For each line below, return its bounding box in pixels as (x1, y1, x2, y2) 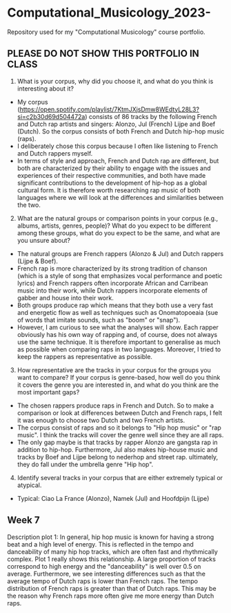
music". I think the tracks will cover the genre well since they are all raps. (17, 430, 224, 439)
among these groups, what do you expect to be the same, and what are (17, 228, 221, 237)
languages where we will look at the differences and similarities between (17, 193, 224, 201)
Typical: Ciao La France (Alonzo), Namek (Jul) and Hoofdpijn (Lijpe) (17, 494, 210, 502)
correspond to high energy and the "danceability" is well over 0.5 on (7, 562, 201, 570)
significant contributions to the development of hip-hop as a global (17, 179, 208, 187)
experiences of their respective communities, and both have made (17, 171, 206, 179)
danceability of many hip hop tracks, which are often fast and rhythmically (7, 547, 219, 556)
